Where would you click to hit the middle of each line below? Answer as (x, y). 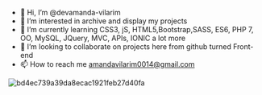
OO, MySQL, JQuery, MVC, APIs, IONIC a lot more (103, 38)
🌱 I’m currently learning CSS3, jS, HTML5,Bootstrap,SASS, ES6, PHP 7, (137, 29)
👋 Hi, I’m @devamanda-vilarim (70, 12)
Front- (243, 47)
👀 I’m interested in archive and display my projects (104, 21)
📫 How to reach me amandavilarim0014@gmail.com (107, 64)
